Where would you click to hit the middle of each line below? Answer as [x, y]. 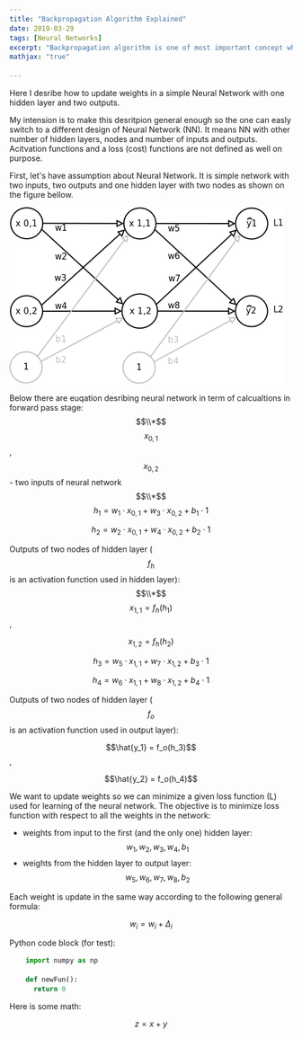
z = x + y [151, 1024]
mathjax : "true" [40, 57]
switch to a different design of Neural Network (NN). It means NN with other [150, 129]
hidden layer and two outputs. [65, 102]
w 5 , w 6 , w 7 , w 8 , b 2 [158, 878]
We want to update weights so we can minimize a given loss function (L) [143, 796]
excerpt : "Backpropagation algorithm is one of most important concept [146, 48]
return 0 [49, 989]
